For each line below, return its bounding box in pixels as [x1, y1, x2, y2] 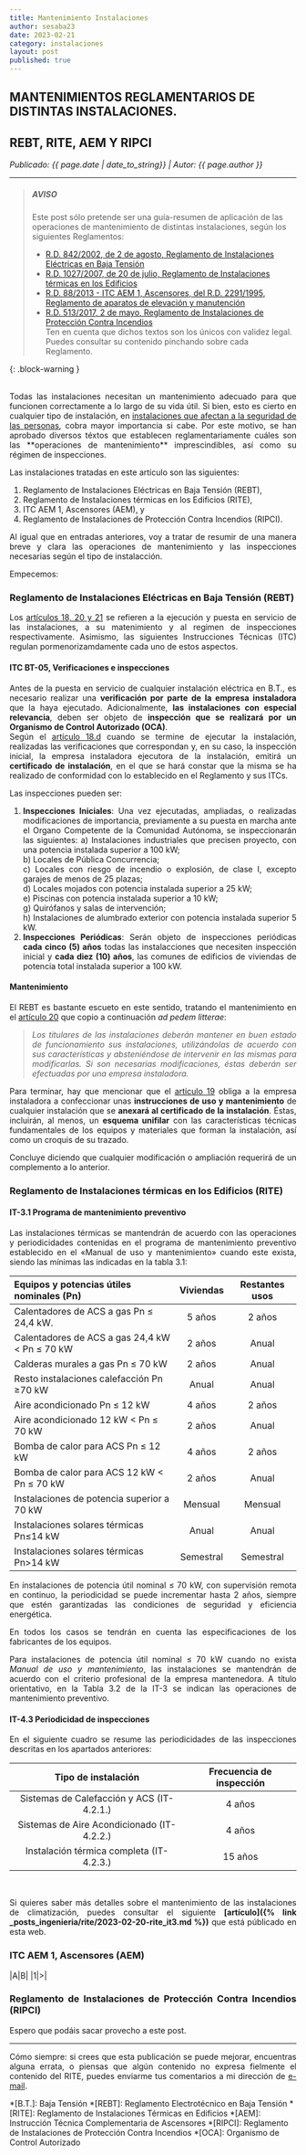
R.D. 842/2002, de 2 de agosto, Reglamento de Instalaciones [45, 248, 275, 260]
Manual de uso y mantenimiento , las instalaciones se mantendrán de [9, 1664, 297, 1674]
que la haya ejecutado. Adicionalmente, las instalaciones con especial [9, 702, 297, 713]
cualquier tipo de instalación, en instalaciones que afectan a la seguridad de [9, 410, 298, 421]
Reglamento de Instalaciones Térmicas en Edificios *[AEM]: [36, 2107, 261, 2118]
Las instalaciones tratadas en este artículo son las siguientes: [9, 467, 240, 478]
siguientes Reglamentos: [31, 231, 125, 242]
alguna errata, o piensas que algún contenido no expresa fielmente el [9, 2061, 297, 2072]
